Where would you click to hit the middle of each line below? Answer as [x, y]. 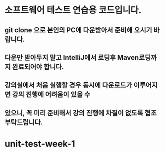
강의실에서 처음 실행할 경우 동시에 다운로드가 [68, 85]
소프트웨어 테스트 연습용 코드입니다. [73, 10]
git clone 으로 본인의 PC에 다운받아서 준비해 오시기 [78, 30]
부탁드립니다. [24, 122]
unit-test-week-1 [40, 144]
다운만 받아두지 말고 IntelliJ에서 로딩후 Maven [72, 57]
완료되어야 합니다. [38, 67]
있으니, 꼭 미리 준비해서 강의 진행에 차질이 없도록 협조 [81, 113]
